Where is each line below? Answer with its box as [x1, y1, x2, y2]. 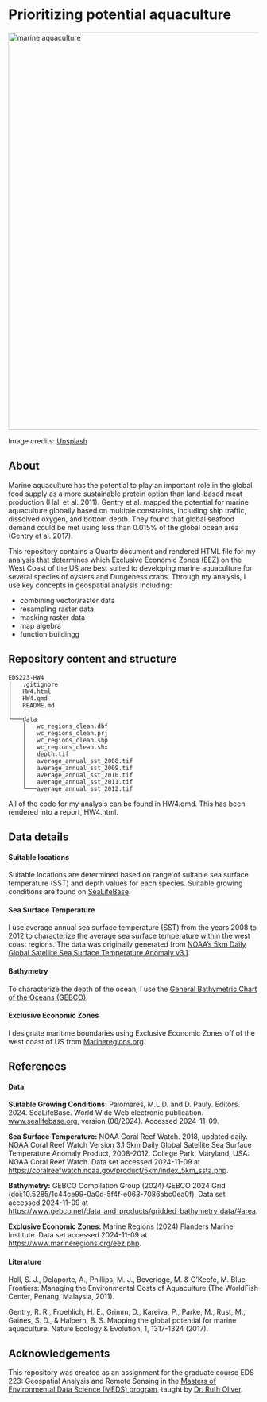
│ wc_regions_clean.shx [22, 743, 109, 751]
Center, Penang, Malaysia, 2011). [8, 1292, 115, 1301]
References [8, 1059, 67, 1074]
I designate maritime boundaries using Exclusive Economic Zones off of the [8, 1028, 256, 1038]
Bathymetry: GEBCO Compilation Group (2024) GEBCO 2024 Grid [8, 1181, 226, 1191]
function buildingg [19, 629, 80, 639]
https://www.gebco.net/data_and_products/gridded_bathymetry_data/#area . [8, 1206, 258, 1216]
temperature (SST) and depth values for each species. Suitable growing [8, 878, 243, 888]
